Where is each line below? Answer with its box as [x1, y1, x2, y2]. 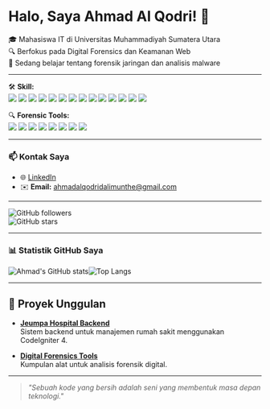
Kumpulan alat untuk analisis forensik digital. [19, 360, 168, 370]
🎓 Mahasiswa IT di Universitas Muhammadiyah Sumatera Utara [8, 34, 221, 43]
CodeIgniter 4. [19, 336, 68, 345]
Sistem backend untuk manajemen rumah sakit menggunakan [19, 327, 225, 337]
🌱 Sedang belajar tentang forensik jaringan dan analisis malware [8, 58, 221, 68]
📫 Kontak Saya [8, 151, 70, 162]
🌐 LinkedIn [19, 172, 56, 182]
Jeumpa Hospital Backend [19, 318, 110, 328]
